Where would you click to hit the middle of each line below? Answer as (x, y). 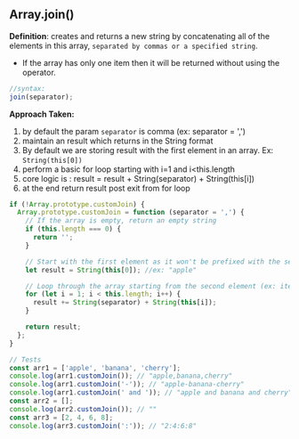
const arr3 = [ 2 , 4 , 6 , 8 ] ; (61, 418)
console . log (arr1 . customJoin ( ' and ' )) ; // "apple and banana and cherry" (151, 393)
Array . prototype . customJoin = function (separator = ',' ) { (131, 213)
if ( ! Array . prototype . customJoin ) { (77, 204)
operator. (39, 72)
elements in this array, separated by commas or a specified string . (133, 45)
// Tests (25, 360)
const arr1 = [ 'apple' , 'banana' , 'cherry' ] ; (95, 368)
